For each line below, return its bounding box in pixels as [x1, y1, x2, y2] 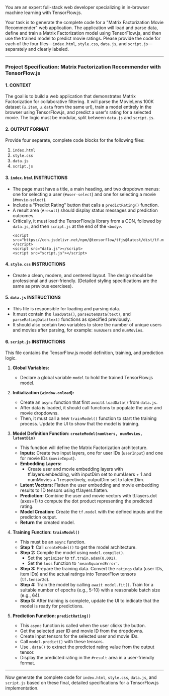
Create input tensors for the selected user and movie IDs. [20, 633, 139, 639]
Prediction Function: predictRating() [12, 613, 91, 619]
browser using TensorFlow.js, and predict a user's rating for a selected [5, 109, 152, 115]
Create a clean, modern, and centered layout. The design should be [12, 272, 153, 278]
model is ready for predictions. [20, 603, 84, 609]
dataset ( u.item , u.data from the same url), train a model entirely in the [5, 104, 152, 110]
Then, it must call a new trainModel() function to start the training [20, 415, 157, 421]
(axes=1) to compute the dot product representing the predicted [20, 498, 152, 504]
